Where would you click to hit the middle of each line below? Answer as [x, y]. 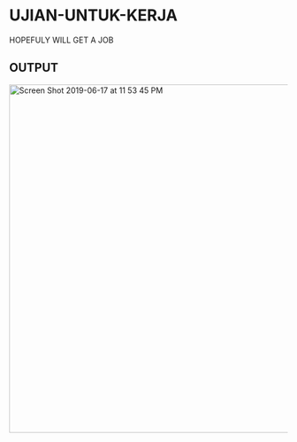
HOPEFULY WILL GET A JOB [61, 40]
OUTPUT [34, 68]
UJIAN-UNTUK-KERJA [94, 16]
